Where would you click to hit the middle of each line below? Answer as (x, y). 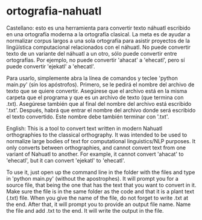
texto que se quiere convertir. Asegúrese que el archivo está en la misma (97, 91)
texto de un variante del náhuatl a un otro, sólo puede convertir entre (92, 53)
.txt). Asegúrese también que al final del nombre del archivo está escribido (99, 103)
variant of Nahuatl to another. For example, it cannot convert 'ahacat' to (95, 154)
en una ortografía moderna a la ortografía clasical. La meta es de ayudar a (98, 34)
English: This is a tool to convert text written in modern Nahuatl (84, 128)
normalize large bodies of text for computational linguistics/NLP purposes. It (101, 141)
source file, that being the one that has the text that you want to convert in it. (101, 185)
